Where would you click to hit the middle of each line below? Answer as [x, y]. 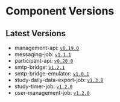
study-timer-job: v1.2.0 [43, 86]
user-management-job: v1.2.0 [52, 93]
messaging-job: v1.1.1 [43, 54]
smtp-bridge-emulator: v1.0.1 [52, 73]
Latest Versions [36, 33]
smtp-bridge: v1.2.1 [39, 67]
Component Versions [60, 11]
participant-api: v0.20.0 [44, 61]
